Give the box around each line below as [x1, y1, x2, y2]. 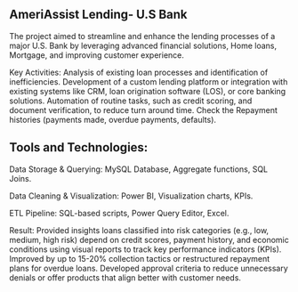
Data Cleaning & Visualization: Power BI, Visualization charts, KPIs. [9, 191, 254, 201]
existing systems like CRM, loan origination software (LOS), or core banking [9, 85, 286, 96]
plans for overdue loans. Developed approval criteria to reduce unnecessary [9, 263, 289, 273]
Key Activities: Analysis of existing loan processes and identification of [9, 67, 269, 77]
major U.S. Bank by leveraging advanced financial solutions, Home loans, [9, 40, 278, 51]
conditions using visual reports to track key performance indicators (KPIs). [9, 244, 282, 255]
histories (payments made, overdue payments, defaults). [9, 114, 216, 125]
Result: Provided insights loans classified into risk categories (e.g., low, [9, 224, 270, 235]
